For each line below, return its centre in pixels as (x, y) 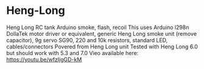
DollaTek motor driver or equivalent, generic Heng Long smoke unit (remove (101, 33)
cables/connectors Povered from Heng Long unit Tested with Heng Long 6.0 (102, 47)
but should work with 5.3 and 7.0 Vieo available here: (72, 53)
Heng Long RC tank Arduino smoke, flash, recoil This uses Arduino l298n (98, 27)
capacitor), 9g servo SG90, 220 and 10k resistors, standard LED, (87, 40)
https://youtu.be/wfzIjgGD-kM (44, 59)
